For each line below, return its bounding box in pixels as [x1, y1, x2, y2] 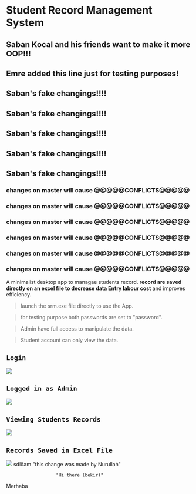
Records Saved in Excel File [6, 446, 113, 455]
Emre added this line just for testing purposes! [6, 68, 179, 78]
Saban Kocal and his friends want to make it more [6, 39, 191, 49]
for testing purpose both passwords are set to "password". [20, 313, 163, 321]
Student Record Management [6, 4, 153, 17]
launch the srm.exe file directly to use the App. [20, 302, 134, 309]
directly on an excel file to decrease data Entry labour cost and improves [6, 285, 186, 292]
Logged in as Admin [6, 385, 77, 393]
